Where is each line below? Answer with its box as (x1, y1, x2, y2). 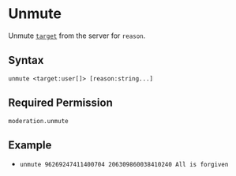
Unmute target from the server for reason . (8, 31, 146, 40)
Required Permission (8, 96, 113, 110)
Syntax (8, 54, 44, 67)
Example (8, 138, 52, 152)
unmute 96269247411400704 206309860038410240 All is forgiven (19, 161, 229, 169)
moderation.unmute (8, 117, 69, 125)
